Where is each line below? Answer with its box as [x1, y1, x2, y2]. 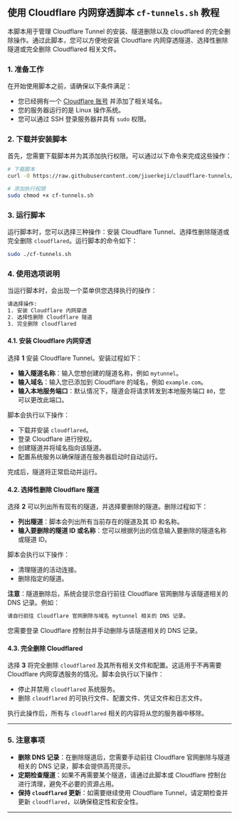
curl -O [7, 173, 31, 180]
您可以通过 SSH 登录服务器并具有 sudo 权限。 [17, 115, 151, 123]
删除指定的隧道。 [17, 575, 68, 583]
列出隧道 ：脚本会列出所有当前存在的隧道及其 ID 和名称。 [17, 518, 184, 526]
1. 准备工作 [7, 64, 44, 74]
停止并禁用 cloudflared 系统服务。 [17, 685, 119, 693]
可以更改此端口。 [17, 395, 68, 404]
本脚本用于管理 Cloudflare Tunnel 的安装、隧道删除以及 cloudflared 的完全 [7, 27, 225, 36]
